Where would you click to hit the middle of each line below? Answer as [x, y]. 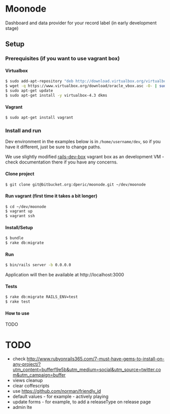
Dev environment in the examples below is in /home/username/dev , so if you [83, 142]
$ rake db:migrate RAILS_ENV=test [42, 297]
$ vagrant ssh [20, 216]
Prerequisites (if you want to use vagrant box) [62, 59]
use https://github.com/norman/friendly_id [57, 391]
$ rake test [18, 302]
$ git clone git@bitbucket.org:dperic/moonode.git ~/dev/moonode [75, 184]
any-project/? [27, 364]
